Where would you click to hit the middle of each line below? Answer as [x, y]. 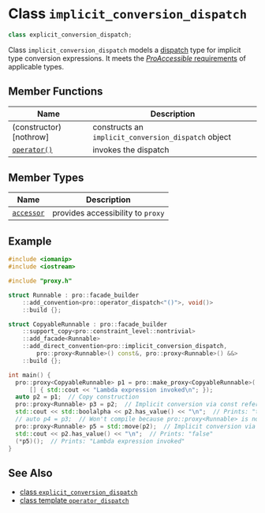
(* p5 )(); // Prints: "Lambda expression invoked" [100, 441]
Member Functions [56, 92]
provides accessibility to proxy [108, 213]
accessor [28, 213]
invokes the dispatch [131, 149]
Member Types [46, 178]
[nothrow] [31, 137]
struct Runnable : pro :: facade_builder [74, 295]
